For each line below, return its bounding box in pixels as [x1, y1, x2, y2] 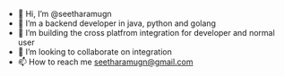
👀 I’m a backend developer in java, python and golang [17, 18, 217, 29]
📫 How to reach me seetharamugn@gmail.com [17, 56, 194, 67]
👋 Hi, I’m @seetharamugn [17, 9, 112, 19]
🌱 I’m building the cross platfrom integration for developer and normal [17, 28, 275, 38]
